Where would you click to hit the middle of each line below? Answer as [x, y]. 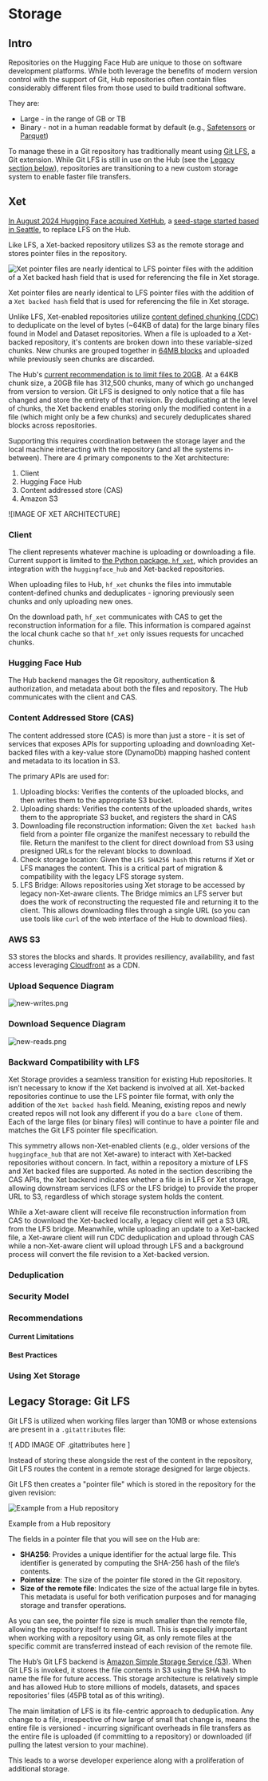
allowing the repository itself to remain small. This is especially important [128, 1629]
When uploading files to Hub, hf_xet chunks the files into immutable [120, 585]
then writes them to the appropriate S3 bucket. [97, 800]
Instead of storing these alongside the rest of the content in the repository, [131, 1460]
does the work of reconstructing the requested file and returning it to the [139, 901]
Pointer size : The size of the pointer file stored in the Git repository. [131, 1579]
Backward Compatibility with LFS [74, 1062]
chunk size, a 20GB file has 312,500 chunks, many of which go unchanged [131, 383]
